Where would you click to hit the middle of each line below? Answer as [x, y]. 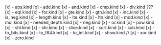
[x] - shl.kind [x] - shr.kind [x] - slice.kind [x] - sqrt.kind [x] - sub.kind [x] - [80, 28]
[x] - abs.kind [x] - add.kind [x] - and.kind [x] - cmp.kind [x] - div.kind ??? [79, 7]
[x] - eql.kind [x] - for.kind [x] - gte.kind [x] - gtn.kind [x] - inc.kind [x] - [77, 12]
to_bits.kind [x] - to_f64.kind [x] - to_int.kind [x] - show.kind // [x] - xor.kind [81, 33]
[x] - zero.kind [20, 38]
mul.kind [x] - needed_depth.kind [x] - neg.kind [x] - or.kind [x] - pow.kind [80, 22]
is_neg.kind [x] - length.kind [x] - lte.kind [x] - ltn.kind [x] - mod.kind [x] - [79, 17]
